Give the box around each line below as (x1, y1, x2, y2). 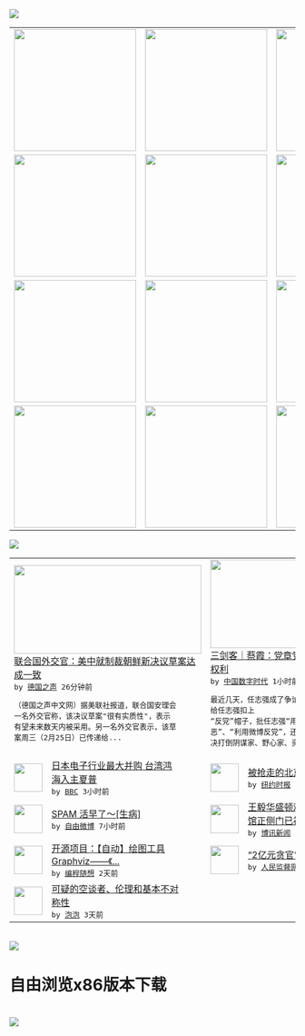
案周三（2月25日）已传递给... (14, 732, 123, 742)
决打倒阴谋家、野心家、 (210, 738, 292, 747)
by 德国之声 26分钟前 (14, 682, 93, 692)
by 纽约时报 (248, 780, 291, 790)
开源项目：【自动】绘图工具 (51, 842, 166, 854)
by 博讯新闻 (248, 828, 291, 838)
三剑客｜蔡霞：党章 (210, 650, 293, 662)
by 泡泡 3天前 (51, 910, 104, 920)
